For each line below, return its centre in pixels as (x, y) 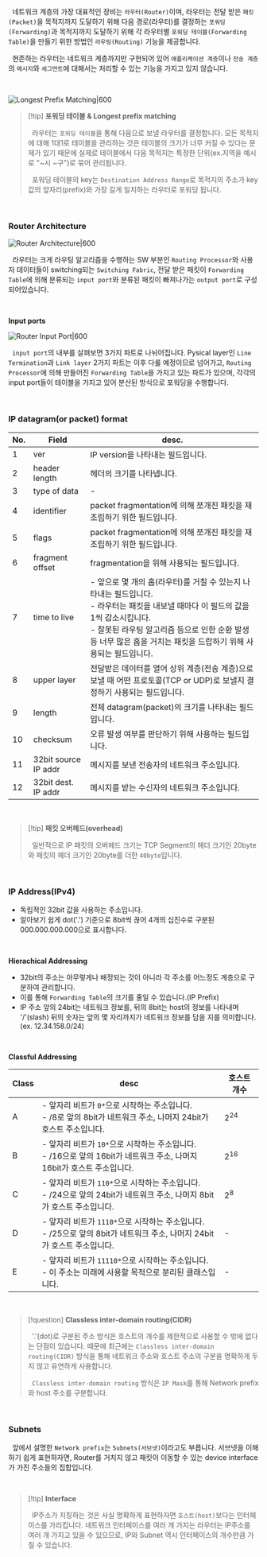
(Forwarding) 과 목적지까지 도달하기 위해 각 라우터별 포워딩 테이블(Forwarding (128, 31)
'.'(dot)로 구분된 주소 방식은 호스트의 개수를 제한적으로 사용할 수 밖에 (137, 1336)
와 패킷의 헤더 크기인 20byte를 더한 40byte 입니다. (105, 855)
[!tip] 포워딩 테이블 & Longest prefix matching (102, 116)
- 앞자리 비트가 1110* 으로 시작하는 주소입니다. (123, 1221)
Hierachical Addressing (48, 961)
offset (44, 567)
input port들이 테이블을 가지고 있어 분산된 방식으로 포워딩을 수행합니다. (118, 382)
